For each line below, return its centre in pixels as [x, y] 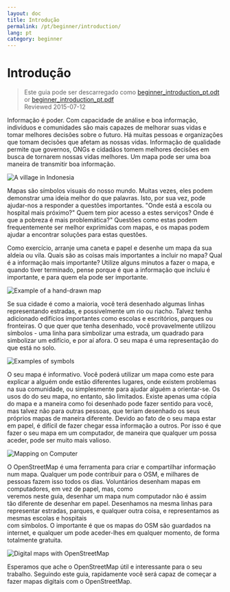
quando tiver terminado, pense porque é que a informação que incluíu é [109, 270]
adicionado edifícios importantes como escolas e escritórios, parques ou [110, 319]
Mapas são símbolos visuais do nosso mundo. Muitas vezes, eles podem [110, 191]
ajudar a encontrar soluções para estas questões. [77, 235]
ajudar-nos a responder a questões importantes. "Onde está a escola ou [109, 205]
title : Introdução [33, 20]
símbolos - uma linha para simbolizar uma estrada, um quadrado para [105, 333]
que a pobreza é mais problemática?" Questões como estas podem [102, 220]
